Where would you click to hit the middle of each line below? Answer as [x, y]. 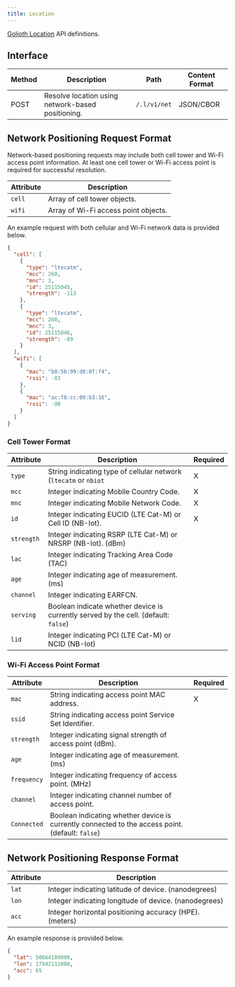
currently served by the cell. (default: [109, 615]
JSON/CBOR [199, 104]
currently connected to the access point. [116, 825]
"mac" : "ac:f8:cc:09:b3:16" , [68, 398]
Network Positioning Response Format [93, 858]
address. [64, 703]
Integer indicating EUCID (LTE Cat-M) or [115, 514]
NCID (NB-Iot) [72, 644]
